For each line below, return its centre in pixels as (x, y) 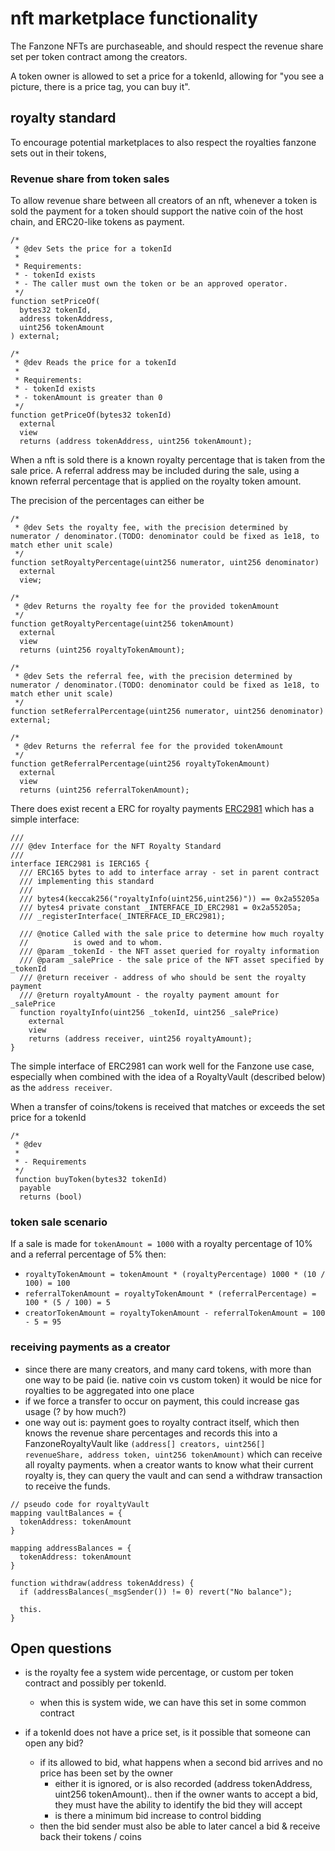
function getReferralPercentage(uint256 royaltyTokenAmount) (140, 764)
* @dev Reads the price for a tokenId (95, 363)
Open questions (61, 1648)
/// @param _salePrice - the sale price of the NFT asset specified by (172, 960)
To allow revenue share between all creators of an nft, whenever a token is (164, 201)
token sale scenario (59, 1222)
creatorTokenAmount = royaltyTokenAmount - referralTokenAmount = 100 (175, 1313)
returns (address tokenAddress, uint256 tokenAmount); (136, 442)
